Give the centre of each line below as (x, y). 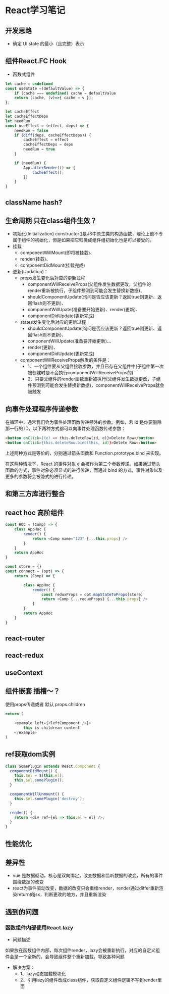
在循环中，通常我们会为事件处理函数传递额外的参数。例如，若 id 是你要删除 (83, 422)
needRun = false (32, 130)
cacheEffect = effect (46, 140)
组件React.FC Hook (36, 61)
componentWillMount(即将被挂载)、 (57, 253)
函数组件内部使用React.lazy (39, 927)
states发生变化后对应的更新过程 (53, 322)
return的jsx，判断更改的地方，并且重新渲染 (62, 894)
